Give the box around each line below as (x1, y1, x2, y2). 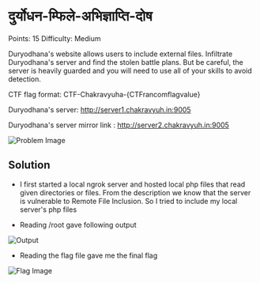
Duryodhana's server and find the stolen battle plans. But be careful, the (8, 57, 243, 66)
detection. (8, 74, 42, 84)
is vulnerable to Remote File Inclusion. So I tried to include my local (19, 196, 238, 206)
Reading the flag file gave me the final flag (19, 251, 158, 260)
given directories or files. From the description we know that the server (19, 187, 251, 197)
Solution (8, 158, 51, 172)
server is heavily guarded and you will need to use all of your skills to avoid (8, 66, 253, 75)
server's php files (19, 205, 77, 214)
